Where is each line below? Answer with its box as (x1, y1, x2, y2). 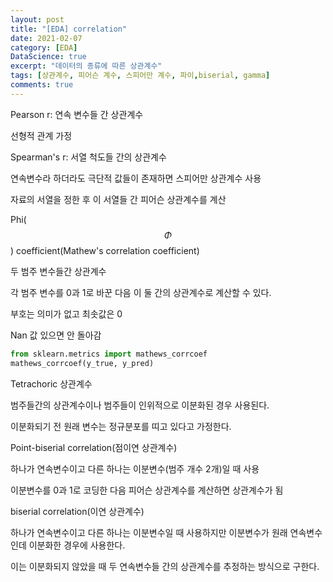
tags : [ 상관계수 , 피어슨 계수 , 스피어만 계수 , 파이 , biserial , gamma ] (10, 71, 271, 81)
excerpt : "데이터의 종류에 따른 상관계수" (10, 61, 163, 71)
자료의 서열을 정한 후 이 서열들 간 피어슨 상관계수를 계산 (10, 193, 227, 205)
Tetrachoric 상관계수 (10, 377, 93, 390)
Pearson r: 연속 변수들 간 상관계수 (10, 108, 144, 120)
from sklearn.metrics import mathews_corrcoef (10, 349, 208, 359)
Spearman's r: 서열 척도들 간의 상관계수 (10, 151, 167, 163)
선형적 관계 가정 (10, 129, 73, 141)
